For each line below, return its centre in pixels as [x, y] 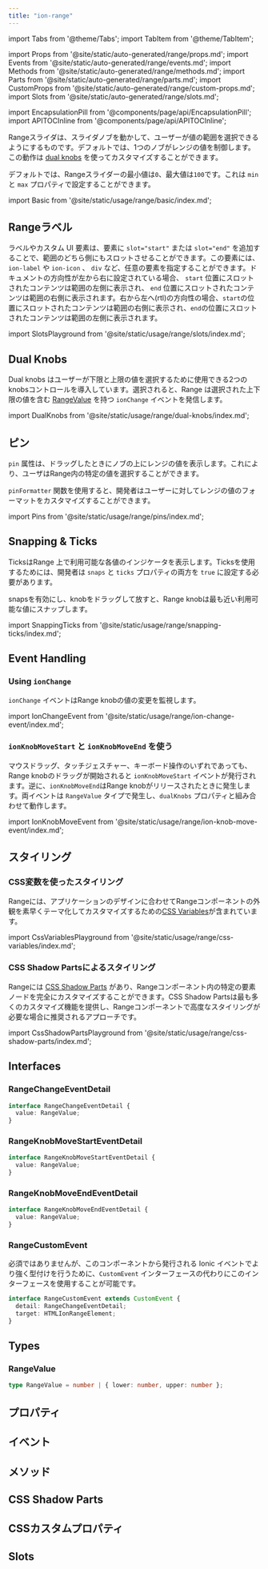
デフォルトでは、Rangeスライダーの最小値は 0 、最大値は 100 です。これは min [133, 174]
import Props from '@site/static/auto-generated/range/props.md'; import [128, 54]
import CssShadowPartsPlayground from [76, 1033]
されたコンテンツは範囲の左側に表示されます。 [85, 318]
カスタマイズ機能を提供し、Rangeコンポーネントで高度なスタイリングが [141, 1006]
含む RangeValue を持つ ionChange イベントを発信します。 [131, 399]
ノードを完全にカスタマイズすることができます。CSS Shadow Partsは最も [130, 997]
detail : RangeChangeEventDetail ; [71, 1306]
